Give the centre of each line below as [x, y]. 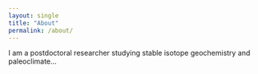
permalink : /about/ [41, 30]
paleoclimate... [33, 61]
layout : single [34, 16]
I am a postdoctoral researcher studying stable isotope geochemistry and [129, 53]
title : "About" [34, 23]
